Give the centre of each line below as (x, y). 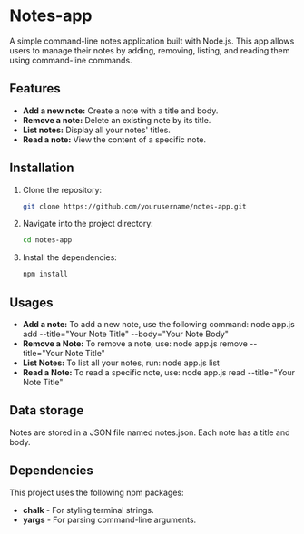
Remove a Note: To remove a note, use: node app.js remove (135, 344)
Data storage (47, 410)
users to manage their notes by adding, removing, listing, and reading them (150, 50)
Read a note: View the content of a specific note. (114, 139)
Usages (31, 302)
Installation (42, 168)
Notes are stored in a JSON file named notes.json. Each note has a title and (150, 432)
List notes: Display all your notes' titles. (96, 130)
